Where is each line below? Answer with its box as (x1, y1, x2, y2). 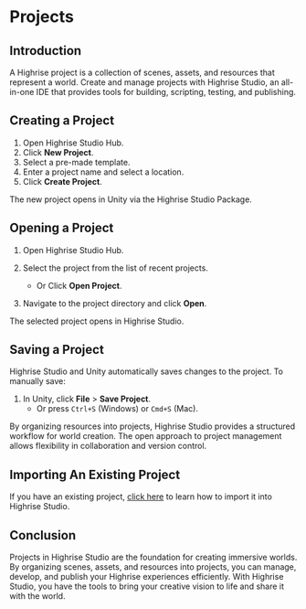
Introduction (9, 43, 82, 59)
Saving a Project (9, 342, 105, 358)
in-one (9, 87, 35, 97)
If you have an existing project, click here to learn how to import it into (9, 491, 272, 502)
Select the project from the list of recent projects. (22, 262, 208, 273)
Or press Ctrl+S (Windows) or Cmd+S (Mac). (36, 403, 199, 414)
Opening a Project (9, 220, 114, 236)
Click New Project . (22, 146, 94, 157)
